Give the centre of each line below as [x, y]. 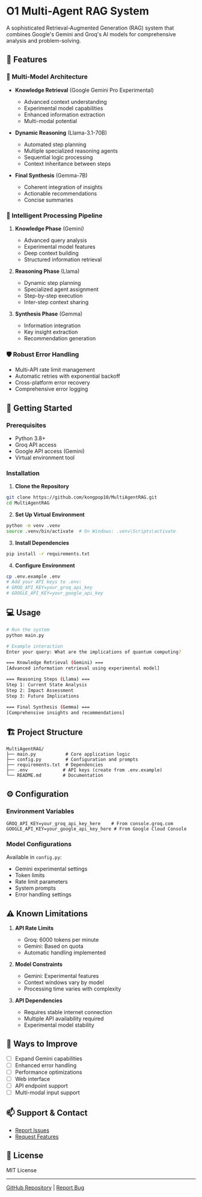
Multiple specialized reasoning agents [71, 151]
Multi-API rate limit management [55, 370]
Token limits [30, 875]
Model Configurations [39, 844]
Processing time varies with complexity [72, 989]
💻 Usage [23, 613]
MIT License [22, 1170]
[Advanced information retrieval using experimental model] [83, 668]
